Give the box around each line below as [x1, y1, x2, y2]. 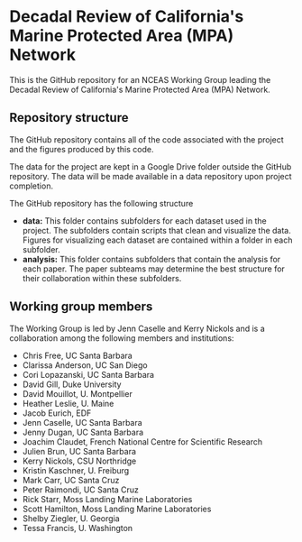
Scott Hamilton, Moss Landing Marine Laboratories [22, 503, 212, 514]
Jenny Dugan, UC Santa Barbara [22, 427, 144, 437]
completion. [9, 180, 54, 191]
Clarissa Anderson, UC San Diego [22, 359, 148, 371]
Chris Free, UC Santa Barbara [22, 350, 133, 361]
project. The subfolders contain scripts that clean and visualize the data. [22, 225, 291, 235]
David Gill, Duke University [22, 379, 122, 390]
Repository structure [9, 110, 129, 125]
